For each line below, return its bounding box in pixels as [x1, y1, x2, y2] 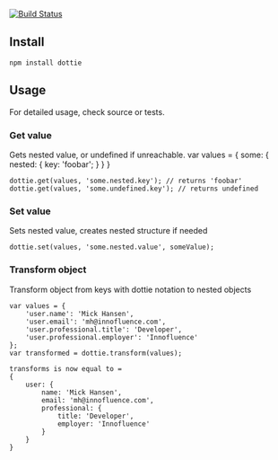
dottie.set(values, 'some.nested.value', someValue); [9, 243, 215, 252]
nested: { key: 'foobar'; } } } [9, 158, 110, 170]
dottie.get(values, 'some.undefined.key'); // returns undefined [9, 184, 258, 193]
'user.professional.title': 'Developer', [25, 324, 182, 334]
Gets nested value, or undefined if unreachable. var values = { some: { [9, 149, 269, 160]
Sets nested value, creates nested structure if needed [9, 226, 208, 236]
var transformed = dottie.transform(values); [9, 349, 182, 358]
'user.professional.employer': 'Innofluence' [25, 332, 199, 341]
